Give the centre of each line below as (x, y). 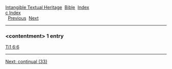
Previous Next (23, 18)
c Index (13, 13)
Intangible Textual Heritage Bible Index (47, 7)
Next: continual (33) (26, 62)
